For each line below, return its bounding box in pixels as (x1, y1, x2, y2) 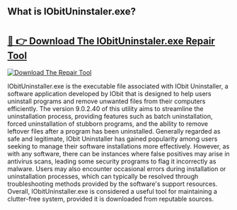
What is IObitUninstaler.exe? (7, 6, 137, 18)
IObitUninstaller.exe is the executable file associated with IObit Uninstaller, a (7, 82, 229, 91)
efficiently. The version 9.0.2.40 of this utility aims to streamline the (7, 105, 204, 112)
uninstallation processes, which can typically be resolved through (7, 173, 199, 180)
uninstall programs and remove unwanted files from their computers (7, 97, 206, 105)
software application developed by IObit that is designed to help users (7, 90, 212, 98)
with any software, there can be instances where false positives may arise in (7, 150, 230, 158)
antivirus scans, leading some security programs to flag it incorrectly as (7, 157, 216, 165)
